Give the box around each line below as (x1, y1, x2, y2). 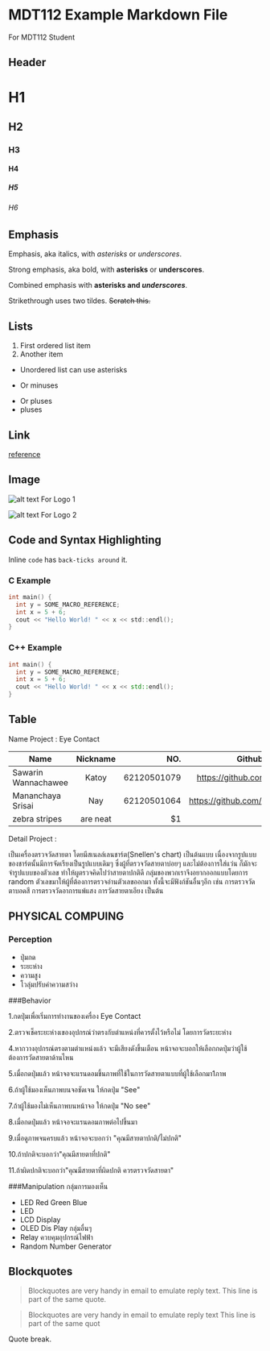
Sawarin (12, 767, 43, 778)
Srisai (12, 800, 34, 811)
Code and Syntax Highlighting (8, 534, 162, 547)
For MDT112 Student (8, 32, 75, 42)
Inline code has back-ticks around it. (8, 555, 128, 564)
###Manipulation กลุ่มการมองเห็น (8, 1181, 108, 1191)
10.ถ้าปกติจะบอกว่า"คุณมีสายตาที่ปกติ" (8, 1149, 111, 1158)
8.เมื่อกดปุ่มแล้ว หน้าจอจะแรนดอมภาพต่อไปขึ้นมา (8, 1116, 138, 1126)
